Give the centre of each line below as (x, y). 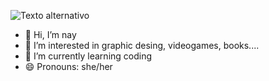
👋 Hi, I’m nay (50, 34)
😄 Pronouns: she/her (68, 66)
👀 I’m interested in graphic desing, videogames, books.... (142, 45)
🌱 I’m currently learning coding (88, 56)
